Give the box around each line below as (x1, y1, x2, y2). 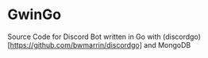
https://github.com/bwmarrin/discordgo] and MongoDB (10, 40, 191, 49)
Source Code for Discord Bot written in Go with (7, 32, 162, 41)
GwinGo (7, 6, 62, 24)
